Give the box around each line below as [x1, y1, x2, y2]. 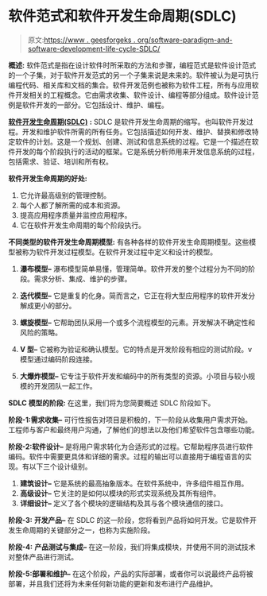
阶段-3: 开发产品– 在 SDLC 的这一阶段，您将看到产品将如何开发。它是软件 [8, 515, 250, 524]
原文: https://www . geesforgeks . [27, 35, 136, 45]
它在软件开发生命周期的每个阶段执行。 [19, 220, 145, 230]
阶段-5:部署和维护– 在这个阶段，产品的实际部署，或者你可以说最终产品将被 [8, 569, 253, 579]
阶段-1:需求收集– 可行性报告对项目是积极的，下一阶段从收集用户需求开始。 [8, 415, 253, 424]
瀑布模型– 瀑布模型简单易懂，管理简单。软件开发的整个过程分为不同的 [19, 264, 249, 273]
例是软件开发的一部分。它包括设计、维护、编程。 [8, 100, 168, 110]
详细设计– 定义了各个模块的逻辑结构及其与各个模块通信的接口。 [19, 498, 228, 508]
